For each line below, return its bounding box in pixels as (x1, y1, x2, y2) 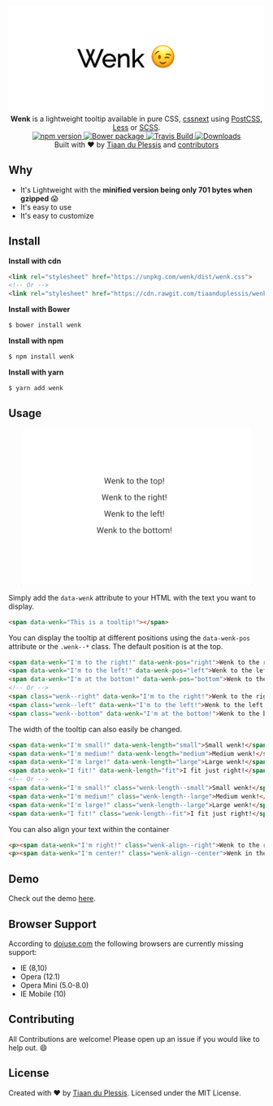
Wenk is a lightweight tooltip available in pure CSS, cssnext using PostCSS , (11, 114, 262, 124)
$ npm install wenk (8, 353, 75, 361)
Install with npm (8, 336, 63, 346)
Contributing (8, 1013, 75, 1026)
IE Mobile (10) (19, 989, 67, 999)
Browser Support (8, 917, 97, 931)
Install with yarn (8, 367, 64, 377)
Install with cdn (8, 256, 62, 266)
